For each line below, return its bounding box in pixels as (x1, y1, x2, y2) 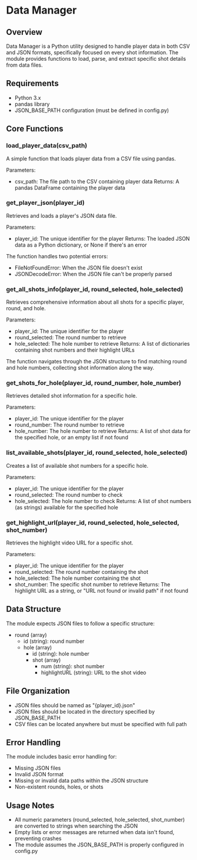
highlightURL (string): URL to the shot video (41, 669, 147, 676)
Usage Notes (6, 800, 55, 810)
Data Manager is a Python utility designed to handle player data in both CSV (6, 42, 190, 50)
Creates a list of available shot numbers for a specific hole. (6, 462, 149, 469)
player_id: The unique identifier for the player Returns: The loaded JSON (14, 235, 190, 242)
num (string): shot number (41, 662, 105, 669)
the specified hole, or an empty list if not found (14, 434, 128, 441)
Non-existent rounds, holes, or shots (14, 783, 104, 790)
